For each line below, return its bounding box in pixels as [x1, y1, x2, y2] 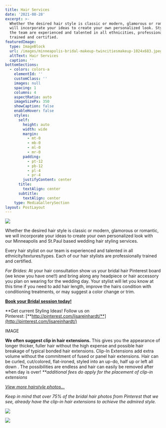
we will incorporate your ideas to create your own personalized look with [5, 233, 153, 239]
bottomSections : [5, 62, 39, 67]
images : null [14, 81, 41, 86]
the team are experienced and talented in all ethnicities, [9, 30, 136, 35]
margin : [23, 131, 39, 136]
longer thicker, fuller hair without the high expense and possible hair [5, 343, 144, 349]
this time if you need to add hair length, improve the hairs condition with [5, 284, 152, 290]
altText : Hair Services [9, 53, 58, 58]
